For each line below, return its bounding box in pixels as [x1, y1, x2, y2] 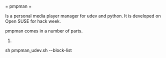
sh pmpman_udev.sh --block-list [5, 47, 72, 53]
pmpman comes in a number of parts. [5, 28, 83, 33]
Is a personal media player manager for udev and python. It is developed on [5, 13, 161, 18]
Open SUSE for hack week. [5, 18, 61, 24]
